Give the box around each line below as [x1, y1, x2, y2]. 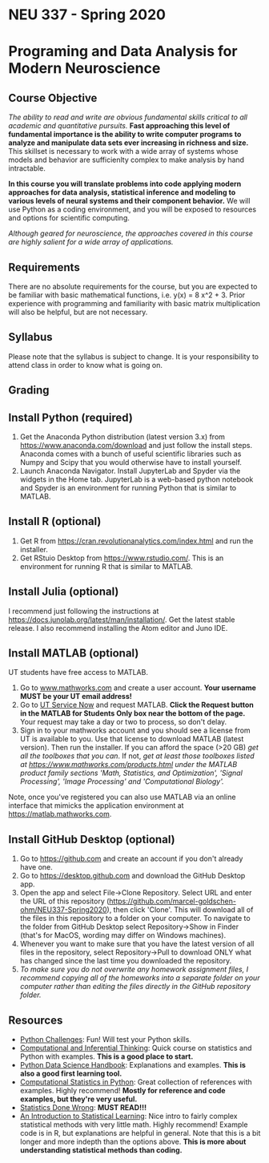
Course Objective [8, 91, 98, 105]
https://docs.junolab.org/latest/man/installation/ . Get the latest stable [8, 615, 235, 624]
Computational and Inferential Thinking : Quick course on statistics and [19, 1044, 252, 1053]
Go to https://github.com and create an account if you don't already [19, 854, 243, 863]
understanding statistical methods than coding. [19, 1145, 183, 1155]
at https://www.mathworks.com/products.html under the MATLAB [19, 760, 238, 769]
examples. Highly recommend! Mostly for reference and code [19, 1086, 226, 1096]
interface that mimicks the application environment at [8, 801, 184, 810]
